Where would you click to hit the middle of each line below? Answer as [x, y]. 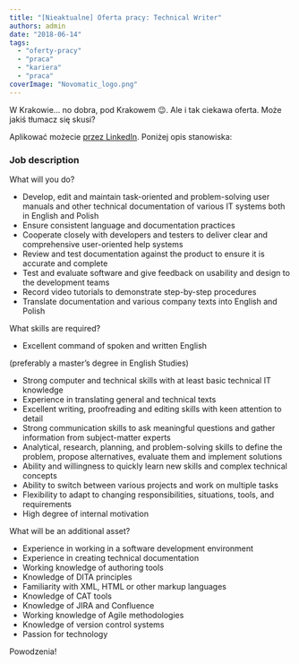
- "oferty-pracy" [50, 51]
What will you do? [42, 179]
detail [32, 418]
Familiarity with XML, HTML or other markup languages [124, 586]
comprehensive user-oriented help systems [103, 244]
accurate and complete [65, 263]
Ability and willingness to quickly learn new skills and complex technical [155, 466]
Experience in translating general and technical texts [119, 399]
